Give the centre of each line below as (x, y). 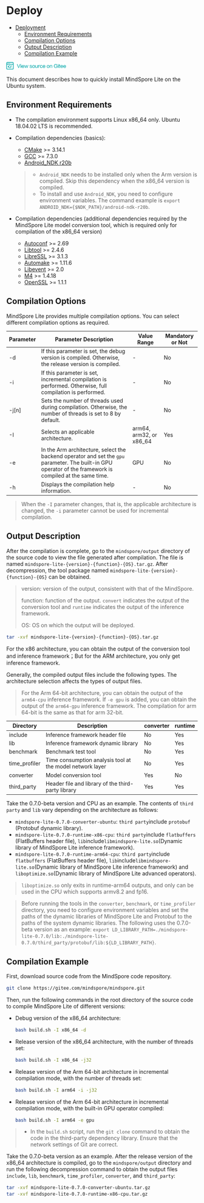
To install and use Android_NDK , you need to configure (106, 194)
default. (51, 420)
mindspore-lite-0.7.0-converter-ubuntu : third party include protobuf (103, 822)
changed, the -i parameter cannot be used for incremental (95, 511)
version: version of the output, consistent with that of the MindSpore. (107, 588)
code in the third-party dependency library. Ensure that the (104, 1138)
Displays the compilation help (78, 484)
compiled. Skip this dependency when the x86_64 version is (114, 181)
